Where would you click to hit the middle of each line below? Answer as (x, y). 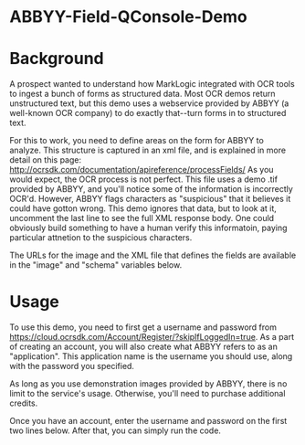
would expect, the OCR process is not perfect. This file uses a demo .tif (144, 179)
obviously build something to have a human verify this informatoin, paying (148, 228)
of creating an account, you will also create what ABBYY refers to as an (144, 347)
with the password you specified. (72, 366)
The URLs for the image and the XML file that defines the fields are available (153, 255)
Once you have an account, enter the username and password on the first (148, 421)
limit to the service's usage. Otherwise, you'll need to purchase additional (147, 394)
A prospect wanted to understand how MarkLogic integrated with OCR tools (152, 84)
